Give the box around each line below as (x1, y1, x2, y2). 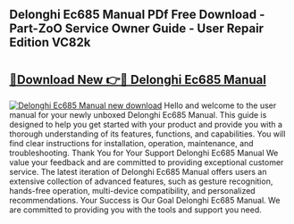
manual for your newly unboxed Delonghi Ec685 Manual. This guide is (9, 110, 267, 120)
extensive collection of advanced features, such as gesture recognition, (9, 176, 273, 187)
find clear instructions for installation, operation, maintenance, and (9, 138, 254, 148)
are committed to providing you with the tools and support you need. (9, 204, 262, 215)
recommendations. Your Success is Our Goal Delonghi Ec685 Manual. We (9, 195, 281, 205)
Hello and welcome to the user (164, 100, 277, 111)
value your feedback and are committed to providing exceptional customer (9, 157, 284, 168)
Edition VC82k (9, 35, 91, 50)
